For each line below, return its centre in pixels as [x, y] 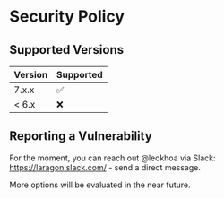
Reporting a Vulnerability [81, 136]
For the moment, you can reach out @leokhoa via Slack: [112, 158]
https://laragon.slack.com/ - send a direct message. [105, 167]
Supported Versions [66, 50]
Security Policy [67, 17]
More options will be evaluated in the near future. [100, 185]
